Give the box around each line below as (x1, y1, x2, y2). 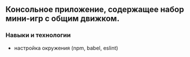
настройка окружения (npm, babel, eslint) (14, 44, 118, 51)
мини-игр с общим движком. (5, 14, 120, 24)
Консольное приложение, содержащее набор (5, 5, 185, 15)
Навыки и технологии (5, 31, 71, 40)
